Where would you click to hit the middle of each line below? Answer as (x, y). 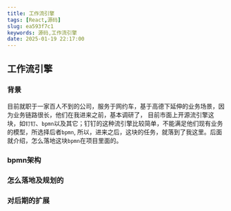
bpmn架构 (24, 160)
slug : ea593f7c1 (30, 26)
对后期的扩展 (29, 200)
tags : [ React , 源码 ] (34, 20)
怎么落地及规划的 (36, 180)
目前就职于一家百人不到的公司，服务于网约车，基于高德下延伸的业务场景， (113, 106)
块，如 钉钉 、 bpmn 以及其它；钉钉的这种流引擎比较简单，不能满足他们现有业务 (115, 123)
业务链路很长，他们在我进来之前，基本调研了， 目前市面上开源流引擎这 (113, 115)
